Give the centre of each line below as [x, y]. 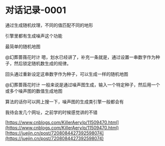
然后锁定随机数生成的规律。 [42, 63]
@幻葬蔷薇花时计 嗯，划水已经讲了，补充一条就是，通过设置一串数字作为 [80, 57]
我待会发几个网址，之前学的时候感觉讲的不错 [51, 112]
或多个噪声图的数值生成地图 [34, 91]
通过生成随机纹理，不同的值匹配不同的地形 [49, 25]
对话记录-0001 [36, 10]
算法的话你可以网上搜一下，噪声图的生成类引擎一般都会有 [64, 101]
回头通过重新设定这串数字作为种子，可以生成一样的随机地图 [67, 74]
